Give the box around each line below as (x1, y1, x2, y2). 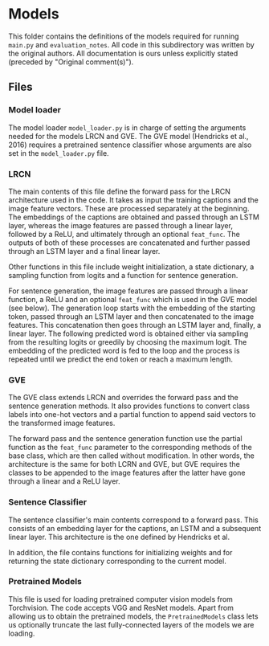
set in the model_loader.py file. (8, 148, 110, 157)
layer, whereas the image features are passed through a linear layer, (8, 220, 233, 230)
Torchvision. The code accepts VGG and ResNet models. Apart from (8, 603, 234, 612)
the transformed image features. (8, 419, 116, 428)
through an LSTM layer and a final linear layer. (8, 246, 161, 256)
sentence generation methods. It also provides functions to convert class (8, 401, 251, 411)
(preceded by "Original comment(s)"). (8, 57, 134, 67)
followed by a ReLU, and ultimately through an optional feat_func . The (8, 229, 241, 239)
